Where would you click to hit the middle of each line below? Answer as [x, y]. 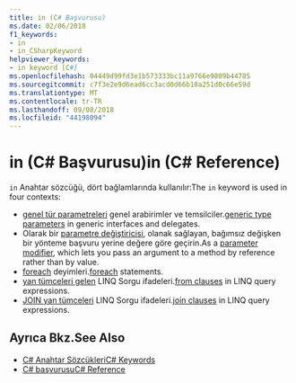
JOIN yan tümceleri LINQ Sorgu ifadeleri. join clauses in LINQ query [146, 300]
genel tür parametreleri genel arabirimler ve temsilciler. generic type [147, 214]
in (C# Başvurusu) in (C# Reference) [145, 162]
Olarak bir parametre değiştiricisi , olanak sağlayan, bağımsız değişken [151, 234]
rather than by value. [61, 263]
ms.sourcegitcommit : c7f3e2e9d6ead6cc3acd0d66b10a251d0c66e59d [130, 85]
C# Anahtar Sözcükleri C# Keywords [88, 360]
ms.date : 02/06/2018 [48, 26]
